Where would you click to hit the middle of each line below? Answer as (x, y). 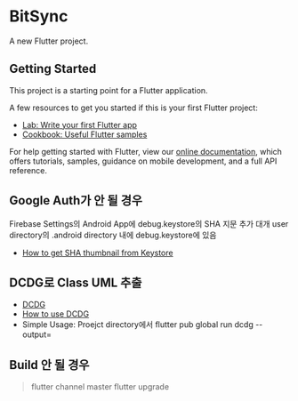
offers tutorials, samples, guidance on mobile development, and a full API (143, 161)
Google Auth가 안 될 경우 (76, 200)
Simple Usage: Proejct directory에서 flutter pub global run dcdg (137, 325)
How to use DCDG (56, 314)
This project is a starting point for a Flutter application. (109, 90)
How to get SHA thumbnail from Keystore (97, 253)
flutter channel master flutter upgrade (100, 387)
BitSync (39, 16)
